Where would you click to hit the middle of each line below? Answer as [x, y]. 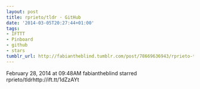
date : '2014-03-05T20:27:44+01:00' [50, 23]
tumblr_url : [21, 56]
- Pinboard [20, 39]
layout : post [22, 12]
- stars [16, 51]
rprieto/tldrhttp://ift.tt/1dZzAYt [43, 79]
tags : [13, 28]
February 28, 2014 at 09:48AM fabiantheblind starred [72, 73]
